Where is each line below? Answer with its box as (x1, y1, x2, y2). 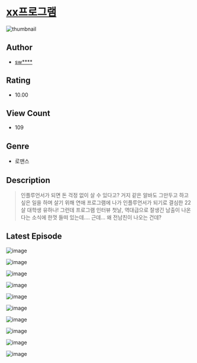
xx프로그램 (6, 5, 57, 19)
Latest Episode (6, 232, 62, 242)
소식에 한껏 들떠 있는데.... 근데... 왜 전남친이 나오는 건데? (31, 214, 162, 221)
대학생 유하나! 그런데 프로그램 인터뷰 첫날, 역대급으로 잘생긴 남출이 (27, 207, 180, 213)
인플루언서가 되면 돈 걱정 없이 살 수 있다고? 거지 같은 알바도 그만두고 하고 (20, 192, 189, 198)
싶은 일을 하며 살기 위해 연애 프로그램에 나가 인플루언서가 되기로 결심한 (20, 199, 183, 206)
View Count (6, 108, 50, 118)
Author (6, 43, 33, 53)
